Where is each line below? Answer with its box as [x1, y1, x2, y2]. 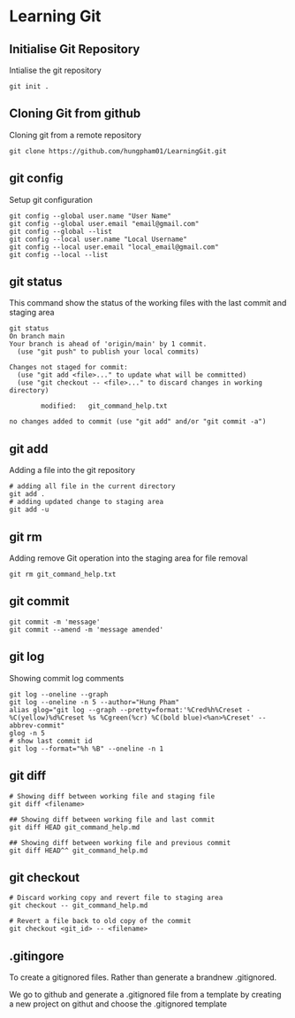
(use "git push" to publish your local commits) [17, 347, 200, 356]
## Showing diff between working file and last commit [9, 815, 216, 824]
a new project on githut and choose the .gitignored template [9, 999, 228, 1009]
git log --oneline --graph [9, 689, 109, 699]
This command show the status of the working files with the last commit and [9, 298, 287, 308]
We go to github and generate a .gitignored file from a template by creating [9, 990, 282, 1000]
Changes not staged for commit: [9, 363, 128, 372]
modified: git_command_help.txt [41, 401, 168, 411]
